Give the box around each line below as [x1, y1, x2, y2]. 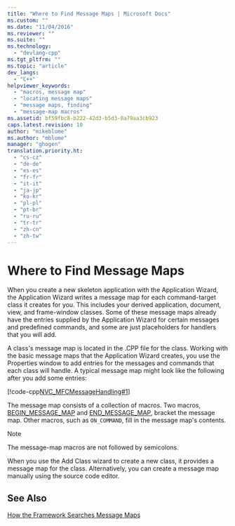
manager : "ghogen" [7, 141, 61, 148]
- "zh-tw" [13, 232, 42, 239]
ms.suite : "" [7, 37, 46, 44]
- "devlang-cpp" [13, 50, 61, 57]
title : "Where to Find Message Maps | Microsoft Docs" [7, 10, 171, 18]
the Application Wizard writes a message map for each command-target [7, 293, 216, 302]
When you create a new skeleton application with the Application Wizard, [7, 286, 219, 294]
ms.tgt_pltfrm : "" [7, 56, 61, 63]
